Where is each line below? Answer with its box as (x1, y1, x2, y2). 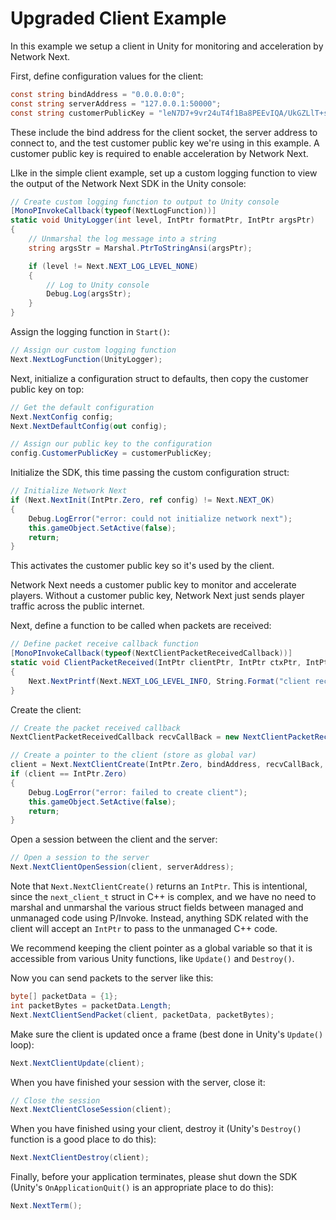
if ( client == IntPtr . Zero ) (10, 769, 128, 779)
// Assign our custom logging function (10, 345, 177, 356)
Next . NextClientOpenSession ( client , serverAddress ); (10, 862, 235, 872)
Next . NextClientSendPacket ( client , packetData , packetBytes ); (10, 1010, 275, 1020)
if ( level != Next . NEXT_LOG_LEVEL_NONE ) (28, 261, 199, 271)
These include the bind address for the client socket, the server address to (10, 126, 318, 138)
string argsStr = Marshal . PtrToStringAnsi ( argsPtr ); (28, 243, 253, 253)
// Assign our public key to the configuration (10, 439, 213, 449)
